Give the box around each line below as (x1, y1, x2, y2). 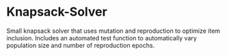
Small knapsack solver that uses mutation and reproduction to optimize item (6, 27, 220, 35)
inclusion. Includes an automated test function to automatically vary (6, 33, 198, 42)
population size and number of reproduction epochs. (6, 41, 155, 49)
